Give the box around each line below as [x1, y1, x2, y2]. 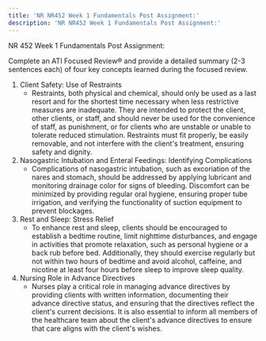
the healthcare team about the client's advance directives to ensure [31, 315, 253, 324]
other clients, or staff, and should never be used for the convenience [31, 113, 256, 123]
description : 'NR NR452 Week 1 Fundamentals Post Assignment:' [8, 19, 222, 27]
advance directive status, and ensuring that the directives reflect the [31, 298, 255, 308]
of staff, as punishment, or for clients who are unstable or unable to [31, 122, 252, 131]
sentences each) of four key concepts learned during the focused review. [8, 64, 248, 74]
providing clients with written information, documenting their [31, 290, 230, 299]
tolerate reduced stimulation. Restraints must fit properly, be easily [31, 130, 249, 139]
